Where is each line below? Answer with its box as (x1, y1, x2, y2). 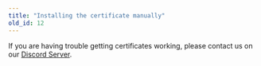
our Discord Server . (8, 49, 72, 59)
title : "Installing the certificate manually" (8, 11, 166, 20)
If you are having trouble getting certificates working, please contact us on (8, 41, 253, 50)
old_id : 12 (8, 19, 45, 27)
